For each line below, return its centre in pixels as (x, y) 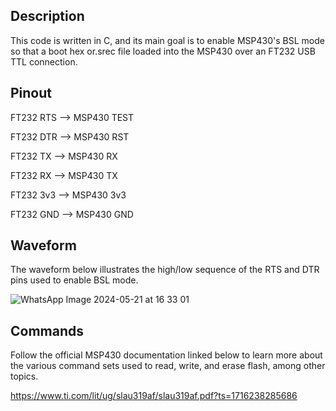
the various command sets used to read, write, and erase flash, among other (168, 366)
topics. (24, 376)
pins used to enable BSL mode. (74, 280)
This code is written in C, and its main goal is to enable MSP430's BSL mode (167, 40)
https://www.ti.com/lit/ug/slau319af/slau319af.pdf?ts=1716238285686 (154, 396)
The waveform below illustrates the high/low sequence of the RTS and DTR (165, 270)
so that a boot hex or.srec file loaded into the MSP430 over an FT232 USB (163, 51)
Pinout (31, 93)
